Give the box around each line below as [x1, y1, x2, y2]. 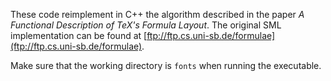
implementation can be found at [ [10, 30, 148, 41]
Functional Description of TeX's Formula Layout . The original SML [10, 19, 282, 31]
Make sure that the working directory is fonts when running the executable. [10, 60, 322, 71]
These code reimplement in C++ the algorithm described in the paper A [10, 9, 305, 20]
